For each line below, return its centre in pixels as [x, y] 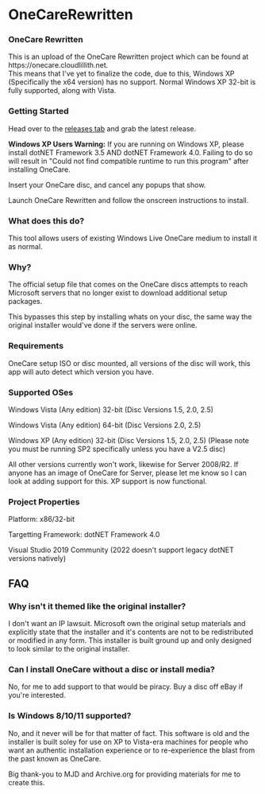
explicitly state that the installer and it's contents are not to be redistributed [131, 632]
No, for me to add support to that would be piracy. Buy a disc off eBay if [126, 687]
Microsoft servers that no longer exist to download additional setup [118, 293]
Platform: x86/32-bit [42, 520]
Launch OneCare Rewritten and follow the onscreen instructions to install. [129, 200]
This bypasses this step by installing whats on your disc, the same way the [130, 317]
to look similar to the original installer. [69, 648]
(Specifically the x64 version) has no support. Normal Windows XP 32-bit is [132, 82]
